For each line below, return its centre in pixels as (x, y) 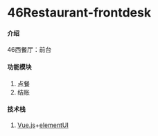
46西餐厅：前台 (29, 50)
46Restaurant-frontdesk (79, 13)
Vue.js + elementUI (43, 125)
